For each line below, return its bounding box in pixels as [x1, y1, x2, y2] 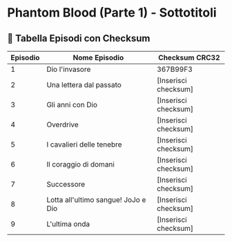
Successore [46, 180, 86, 189]
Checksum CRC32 [158, 53, 220, 62]
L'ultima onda [46, 219, 90, 229]
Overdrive [46, 120, 79, 129]
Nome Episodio [72, 53, 124, 62]
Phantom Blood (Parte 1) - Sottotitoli [7, 5, 217, 21]
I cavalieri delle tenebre [46, 140, 122, 149]
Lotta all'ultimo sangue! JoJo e [46, 195, 146, 205]
